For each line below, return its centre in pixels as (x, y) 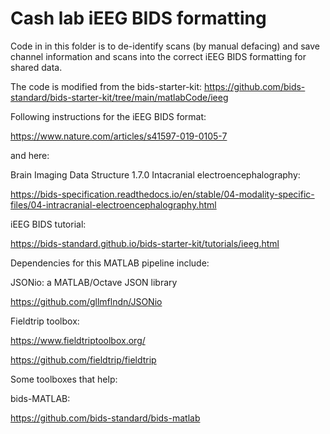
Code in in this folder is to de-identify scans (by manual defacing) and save (165, 46)
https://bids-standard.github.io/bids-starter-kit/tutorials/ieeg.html (145, 243)
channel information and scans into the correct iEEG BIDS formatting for (158, 56)
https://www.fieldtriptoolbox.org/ (78, 340)
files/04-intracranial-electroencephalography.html (113, 204)
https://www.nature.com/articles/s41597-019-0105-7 (119, 136)
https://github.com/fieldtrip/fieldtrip (83, 359)
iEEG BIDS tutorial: (48, 224)
